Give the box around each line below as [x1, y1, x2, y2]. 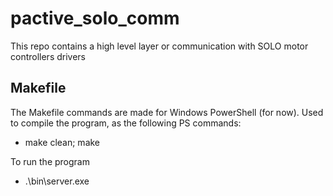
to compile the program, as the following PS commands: [10, 117, 242, 129]
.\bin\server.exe [24, 175, 90, 187]
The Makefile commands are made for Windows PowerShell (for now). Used [10, 106, 324, 118]
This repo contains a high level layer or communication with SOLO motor [10, 40, 309, 52]
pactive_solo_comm [10, 7, 180, 30]
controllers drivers [10, 50, 87, 62]
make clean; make [24, 136, 101, 148]
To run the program [10, 155, 90, 167]
